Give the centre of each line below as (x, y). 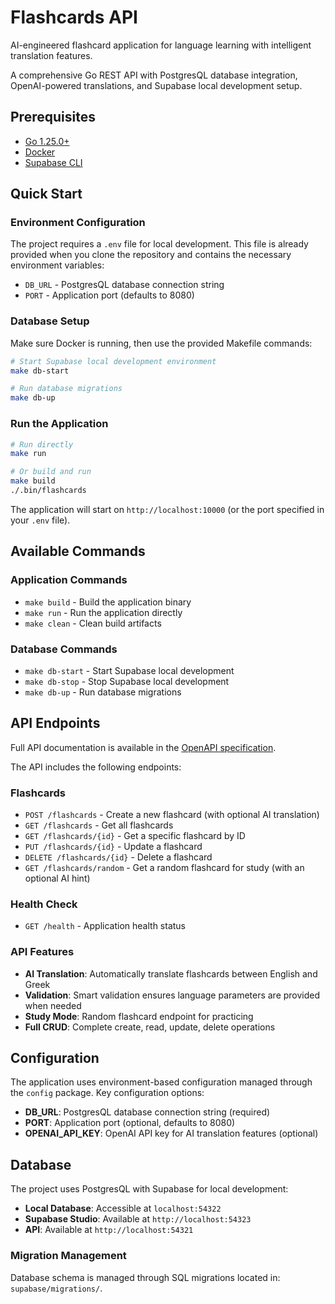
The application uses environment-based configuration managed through (161, 1082)
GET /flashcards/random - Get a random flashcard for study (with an (164, 867)
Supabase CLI (53, 162)
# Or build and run (51, 472)
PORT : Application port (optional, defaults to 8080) (130, 1123)
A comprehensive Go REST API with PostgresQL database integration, (154, 75)
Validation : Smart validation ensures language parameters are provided (172, 995)
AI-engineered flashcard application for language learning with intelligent (161, 45)
